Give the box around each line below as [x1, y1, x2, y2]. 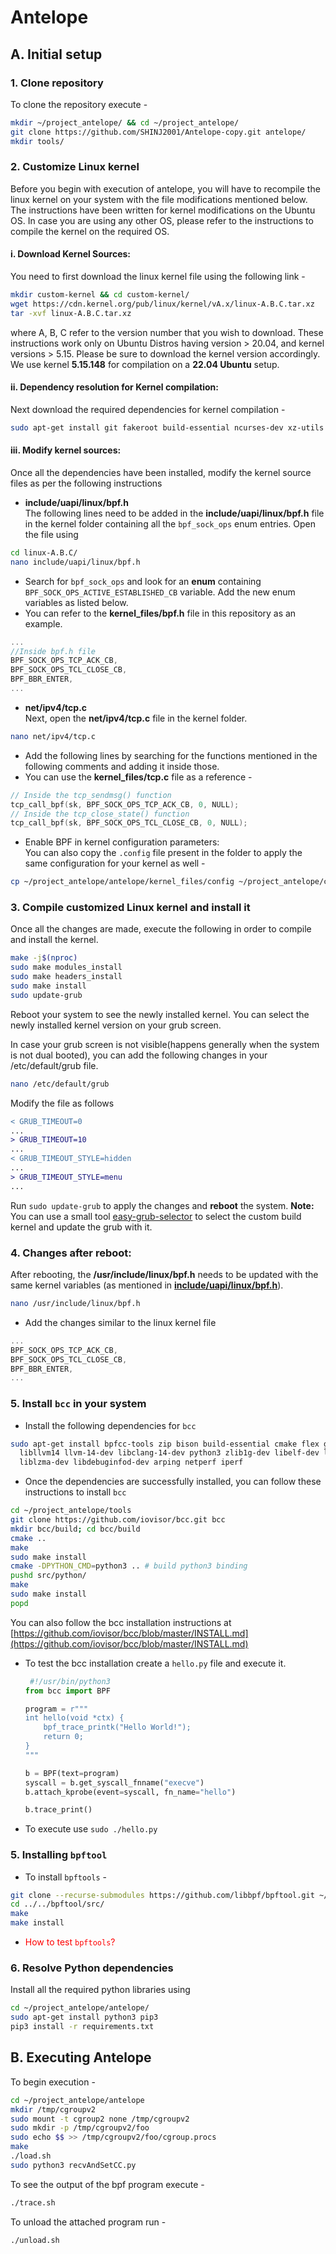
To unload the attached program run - [10, 2216, 167, 2228]
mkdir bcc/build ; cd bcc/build [10, 1524, 141, 1534]
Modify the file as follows [10, 1097, 115, 1109]
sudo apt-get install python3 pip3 [10, 2012, 159, 2023]
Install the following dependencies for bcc [24, 1419, 197, 1431]
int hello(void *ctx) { [24, 1713, 125, 1723]
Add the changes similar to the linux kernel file [24, 1316, 217, 1328]
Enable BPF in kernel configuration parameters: [24, 836, 220, 848]
